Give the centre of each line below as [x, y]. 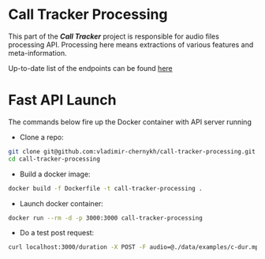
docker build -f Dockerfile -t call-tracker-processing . [105, 188]
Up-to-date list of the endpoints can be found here [90, 68]
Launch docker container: [62, 203]
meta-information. [37, 53]
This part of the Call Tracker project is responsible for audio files [114, 36]
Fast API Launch [62, 100]
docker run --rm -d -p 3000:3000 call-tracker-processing [105, 218]
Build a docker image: [55, 174]
